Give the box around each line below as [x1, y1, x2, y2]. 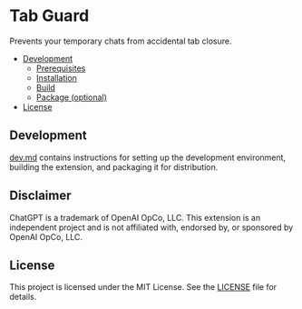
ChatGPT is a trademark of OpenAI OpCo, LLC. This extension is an [9, 212, 261, 223]
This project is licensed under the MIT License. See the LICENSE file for [9, 282, 278, 293]
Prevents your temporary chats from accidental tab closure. [9, 35, 232, 46]
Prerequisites [35, 63, 86, 74]
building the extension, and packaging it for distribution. [9, 161, 219, 173]
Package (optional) [35, 92, 107, 103]
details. [9, 292, 37, 303]
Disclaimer [9, 188, 72, 204]
